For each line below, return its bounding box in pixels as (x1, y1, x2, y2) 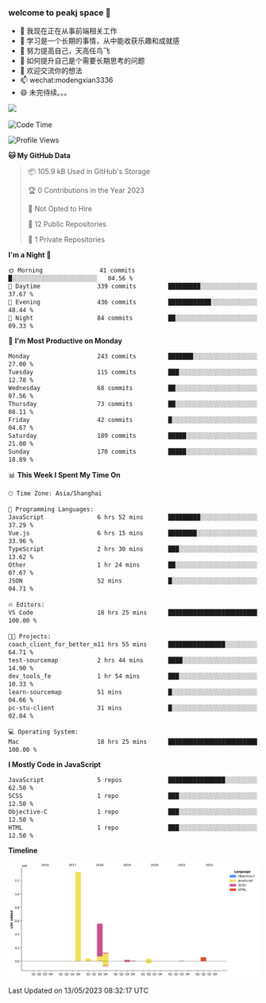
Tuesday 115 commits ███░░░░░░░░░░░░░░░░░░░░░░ (8, 369, 258, 377)
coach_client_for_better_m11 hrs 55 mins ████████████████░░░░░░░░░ (8, 641, 258, 649)
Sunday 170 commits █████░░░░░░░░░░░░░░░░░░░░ (8, 448, 258, 456)
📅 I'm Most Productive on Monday (8, 336, 123, 346)
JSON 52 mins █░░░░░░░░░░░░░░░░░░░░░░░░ (8, 577, 258, 585)
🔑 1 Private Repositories (27, 234, 106, 245)
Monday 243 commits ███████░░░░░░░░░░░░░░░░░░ (8, 353, 258, 361)
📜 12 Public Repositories (27, 219, 107, 229)
